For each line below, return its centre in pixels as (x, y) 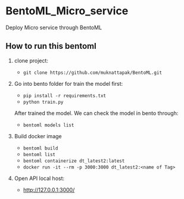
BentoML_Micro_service (67, 11)
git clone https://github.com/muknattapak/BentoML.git (92, 73)
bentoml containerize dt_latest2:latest (74, 161)
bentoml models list (49, 125)
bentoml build (40, 148)
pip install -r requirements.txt (65, 96)
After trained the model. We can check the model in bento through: (96, 113)
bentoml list (39, 154)
